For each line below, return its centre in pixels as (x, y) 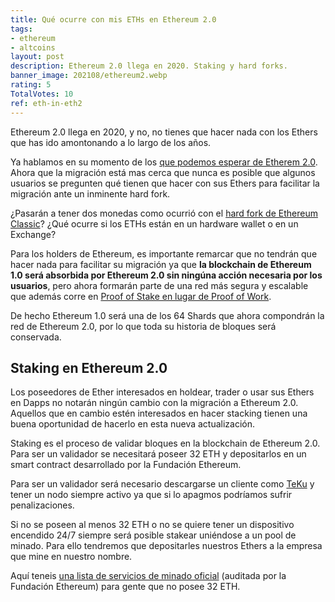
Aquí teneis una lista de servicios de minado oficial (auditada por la (148, 576)
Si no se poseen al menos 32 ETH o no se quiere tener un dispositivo (152, 525)
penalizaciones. (42, 505)
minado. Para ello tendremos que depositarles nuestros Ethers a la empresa (166, 546)
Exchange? (33, 234)
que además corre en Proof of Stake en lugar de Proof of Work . (141, 296)
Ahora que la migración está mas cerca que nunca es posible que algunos (163, 172)
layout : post (37, 57)
